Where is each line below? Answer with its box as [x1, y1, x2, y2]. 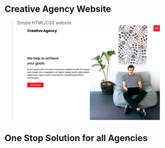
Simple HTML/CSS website [16, 20, 72, 26]
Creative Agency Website [4, 3, 111, 15]
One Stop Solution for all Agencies [4, 132, 148, 144]
